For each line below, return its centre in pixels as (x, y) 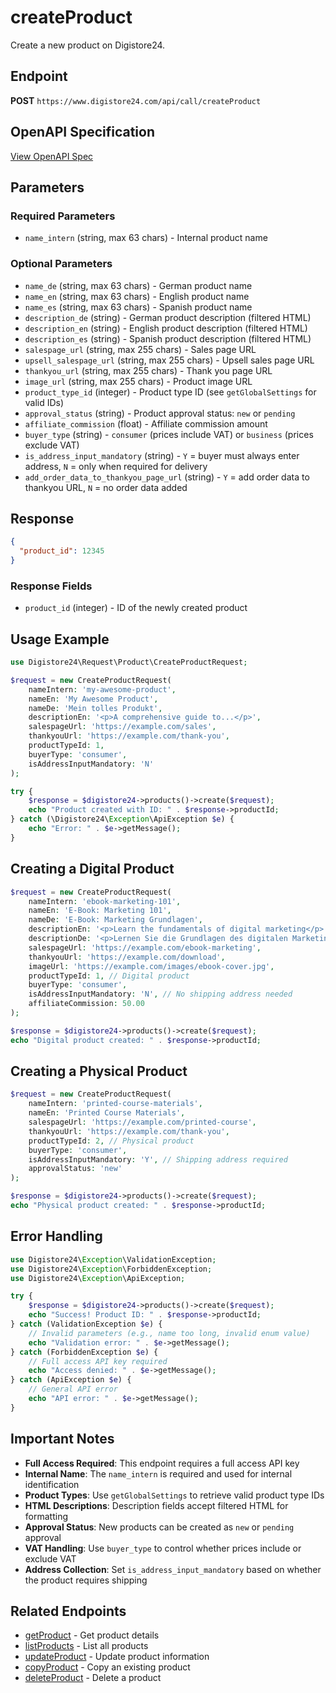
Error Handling (56, 1236)
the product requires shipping (86, 1580)
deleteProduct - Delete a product (93, 1678)
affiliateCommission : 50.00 (86, 1004)
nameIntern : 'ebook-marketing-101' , (105, 901)
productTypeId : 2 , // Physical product (111, 1141)
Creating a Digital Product (92, 869)
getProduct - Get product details (92, 1635)
